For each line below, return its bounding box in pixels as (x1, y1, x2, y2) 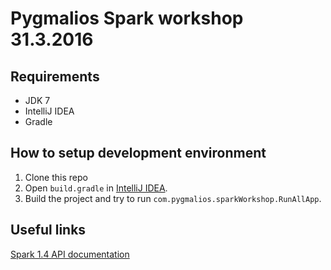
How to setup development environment (10, 145, 267, 162)
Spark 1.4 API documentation (10, 248, 130, 260)
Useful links (10, 222, 87, 239)
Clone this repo (24, 171, 88, 183)
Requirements (10, 68, 100, 85)
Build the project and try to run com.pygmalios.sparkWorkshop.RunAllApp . (24, 192, 322, 204)
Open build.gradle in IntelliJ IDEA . (24, 182, 168, 194)
